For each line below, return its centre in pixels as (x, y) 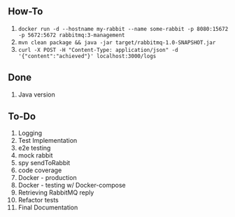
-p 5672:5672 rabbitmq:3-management (71, 35)
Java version (36, 94)
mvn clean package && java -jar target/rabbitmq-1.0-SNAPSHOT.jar (117, 42)
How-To (26, 12)
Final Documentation (48, 208)
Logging (30, 133)
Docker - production (47, 178)
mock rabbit (35, 155)
